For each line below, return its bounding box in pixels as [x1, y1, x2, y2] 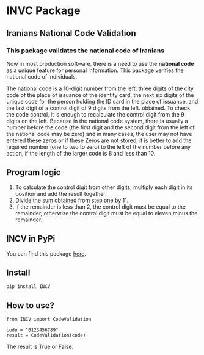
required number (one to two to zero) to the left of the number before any [6, 143, 191, 150]
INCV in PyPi [6, 234, 56, 244]
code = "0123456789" [6, 327, 59, 333]
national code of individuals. [6, 73, 78, 80]
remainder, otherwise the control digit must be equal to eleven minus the [15, 209, 198, 217]
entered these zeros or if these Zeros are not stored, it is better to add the [6, 137, 192, 144]
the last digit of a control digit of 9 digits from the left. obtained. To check [6, 104, 191, 112]
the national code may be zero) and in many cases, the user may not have [6, 130, 192, 137]
